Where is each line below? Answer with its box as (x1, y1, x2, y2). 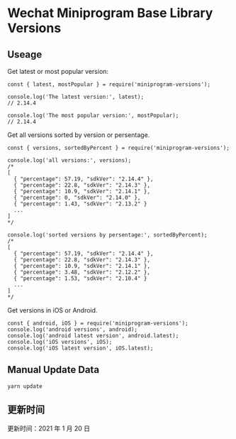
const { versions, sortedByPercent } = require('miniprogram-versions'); (7, 144, 230, 151)
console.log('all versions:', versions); (7, 157, 132, 164)
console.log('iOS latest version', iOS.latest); (7, 345, 154, 352)
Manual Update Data (7, 364, 100, 376)
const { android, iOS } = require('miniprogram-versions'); (7, 320, 189, 327)
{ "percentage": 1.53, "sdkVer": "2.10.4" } (13, 275, 147, 282)
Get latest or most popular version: (7, 67, 108, 75)
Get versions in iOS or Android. (7, 306, 98, 314)
